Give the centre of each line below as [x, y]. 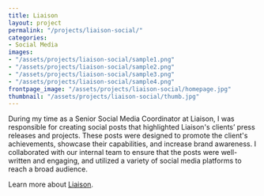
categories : [28, 38]
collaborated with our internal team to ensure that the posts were [114, 153]
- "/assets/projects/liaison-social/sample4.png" [92, 81]
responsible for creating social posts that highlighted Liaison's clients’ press [132, 127]
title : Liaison [33, 15]
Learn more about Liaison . [51, 185]
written [20, 161]
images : [21, 52]
